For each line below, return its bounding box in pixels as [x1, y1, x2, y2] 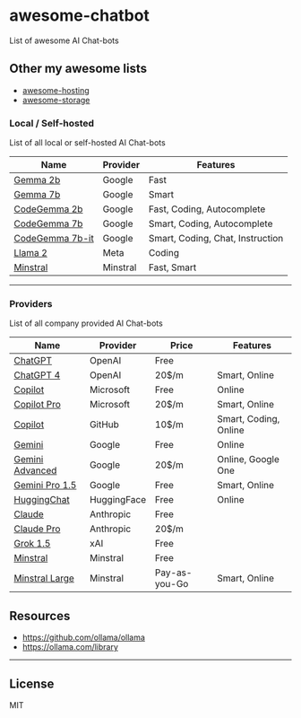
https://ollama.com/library [21, 642, 119, 652]
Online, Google [217, 453, 279, 466]
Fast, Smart [148, 261, 197, 274]
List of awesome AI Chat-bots [9, 35, 119, 46]
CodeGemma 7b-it [13, 232, 94, 245]
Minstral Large [13, 572, 74, 584]
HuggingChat [13, 494, 70, 506]
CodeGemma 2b [13, 203, 83, 215]
